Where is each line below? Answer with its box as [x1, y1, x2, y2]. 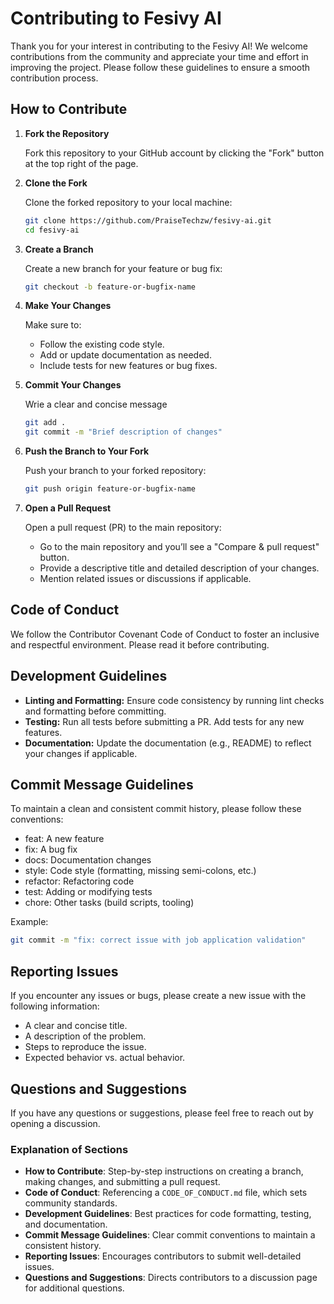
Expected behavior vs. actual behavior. [24, 1052, 186, 1064]
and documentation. [24, 1218, 108, 1231]
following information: [10, 1000, 100, 1012]
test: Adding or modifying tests [24, 886, 153, 898]
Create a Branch [24, 243, 94, 255]
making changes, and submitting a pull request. [24, 1176, 221, 1188]
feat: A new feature [24, 833, 105, 845]
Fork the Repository [24, 127, 110, 139]
